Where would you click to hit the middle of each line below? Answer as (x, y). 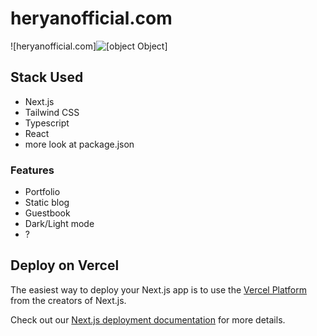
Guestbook (47, 213)
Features (32, 170)
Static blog (47, 203)
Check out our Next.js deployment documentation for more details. (148, 319)
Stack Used (47, 77)
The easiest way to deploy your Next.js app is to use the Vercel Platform (159, 289)
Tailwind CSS (52, 112)
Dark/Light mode (59, 224)
